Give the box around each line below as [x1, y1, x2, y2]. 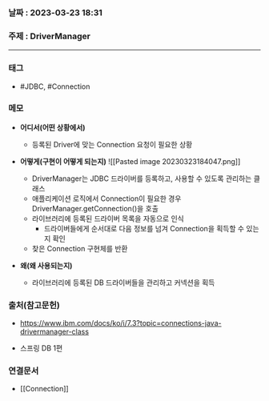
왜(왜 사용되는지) [19, 260, 73, 270]
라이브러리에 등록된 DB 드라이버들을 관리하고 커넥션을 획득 [31, 278, 215, 287]
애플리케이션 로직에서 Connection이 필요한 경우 [31, 194, 182, 203]
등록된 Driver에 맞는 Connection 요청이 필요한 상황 [31, 139, 193, 149]
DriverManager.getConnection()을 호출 [31, 203, 159, 213]
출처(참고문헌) [8, 299, 60, 311]
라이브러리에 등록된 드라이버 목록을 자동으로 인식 [31, 214, 184, 223]
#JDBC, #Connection [19, 82, 90, 91]
